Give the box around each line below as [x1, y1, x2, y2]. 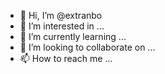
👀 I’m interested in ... [19, 20, 105, 32]
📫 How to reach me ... [19, 53, 113, 64]
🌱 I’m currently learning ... [19, 31, 127, 42]
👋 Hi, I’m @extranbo [19, 10, 103, 21]
